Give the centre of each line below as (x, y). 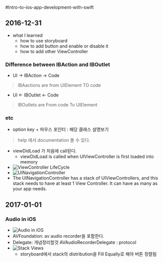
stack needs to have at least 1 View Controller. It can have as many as (85, 183)
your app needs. (30, 189)
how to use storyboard (44, 40)
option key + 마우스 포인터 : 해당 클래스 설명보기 (60, 129)
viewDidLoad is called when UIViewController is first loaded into (87, 156)
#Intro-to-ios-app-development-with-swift (50, 7)
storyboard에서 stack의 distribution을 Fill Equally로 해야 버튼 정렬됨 (88, 254)
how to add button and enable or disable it (64, 46)
